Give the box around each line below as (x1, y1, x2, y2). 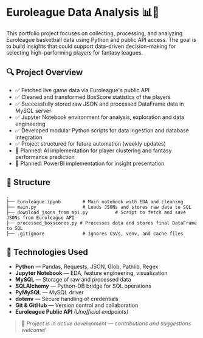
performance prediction (15, 153, 75, 160)
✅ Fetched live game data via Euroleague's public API (15, 86, 150, 93)
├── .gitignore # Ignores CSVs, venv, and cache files (6, 231, 184, 237)
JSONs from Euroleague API (6, 214, 75, 221)
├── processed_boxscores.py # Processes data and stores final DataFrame (6, 220, 198, 226)
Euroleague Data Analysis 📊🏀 (6, 5, 160, 19)
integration (15, 134, 43, 141)
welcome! (21, 326, 46, 334)
